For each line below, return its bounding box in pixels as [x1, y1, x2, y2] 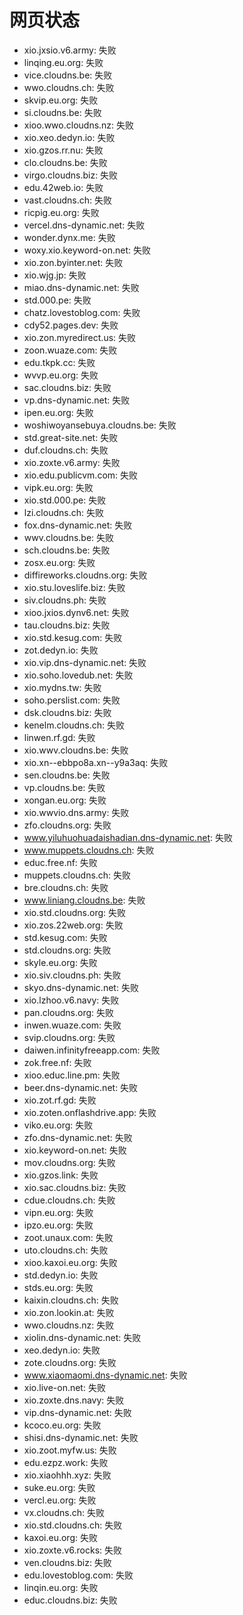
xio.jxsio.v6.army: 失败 [23, 44, 117, 56]
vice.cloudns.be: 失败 [23, 69, 113, 81]
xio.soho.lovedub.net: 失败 [23, 669, 134, 681]
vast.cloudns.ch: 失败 [23, 194, 113, 206]
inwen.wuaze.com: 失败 [23, 1019, 122, 1031]
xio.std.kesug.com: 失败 [23, 631, 123, 643]
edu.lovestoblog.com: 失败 [23, 1569, 134, 1581]
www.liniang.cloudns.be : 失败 [23, 894, 146, 906]
